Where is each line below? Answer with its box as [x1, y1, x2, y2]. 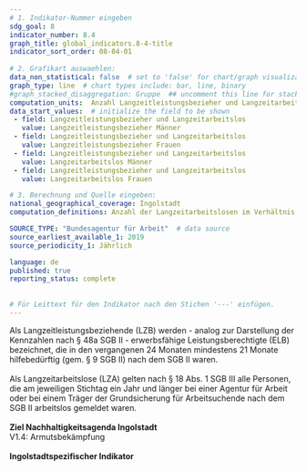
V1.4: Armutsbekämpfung [9, 431, 106, 442]
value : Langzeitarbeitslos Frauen [21, 174, 153, 183]
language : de [9, 257, 59, 267]
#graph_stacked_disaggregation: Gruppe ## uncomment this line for [9, 89, 275, 98]
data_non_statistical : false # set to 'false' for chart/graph [9, 73, 259, 82]
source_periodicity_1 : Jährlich [9, 241, 132, 251]
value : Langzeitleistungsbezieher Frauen [21, 140, 181, 149]
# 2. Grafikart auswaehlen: [9, 65, 117, 74]
